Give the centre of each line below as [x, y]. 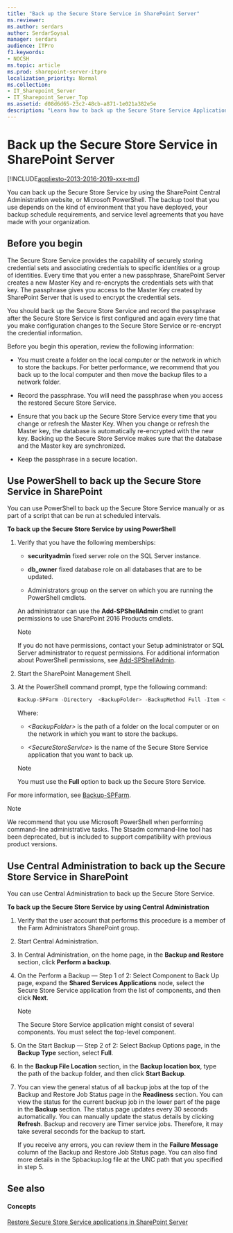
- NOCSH [18, 59]
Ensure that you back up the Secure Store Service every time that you [117, 416]
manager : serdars [32, 40]
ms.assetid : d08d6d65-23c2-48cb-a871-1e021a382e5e [82, 104]
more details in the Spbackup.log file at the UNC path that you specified [120, 1159]
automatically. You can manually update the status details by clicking [115, 1116]
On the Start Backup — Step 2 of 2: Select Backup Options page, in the [119, 1045]
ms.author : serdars [35, 26]
